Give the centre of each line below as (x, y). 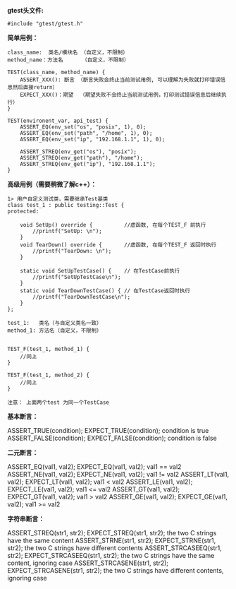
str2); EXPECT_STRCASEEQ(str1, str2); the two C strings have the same (111, 555)
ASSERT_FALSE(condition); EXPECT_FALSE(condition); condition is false (112, 438)
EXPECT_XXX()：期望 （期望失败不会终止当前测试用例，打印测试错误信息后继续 (121, 95)
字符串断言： (26, 519)
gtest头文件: (25, 10)
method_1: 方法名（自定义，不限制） (55, 331)
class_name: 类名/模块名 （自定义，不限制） (68, 52)
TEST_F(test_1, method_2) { (49, 375)
